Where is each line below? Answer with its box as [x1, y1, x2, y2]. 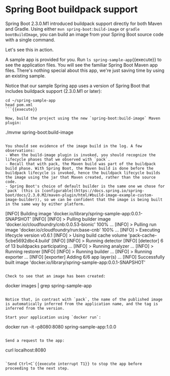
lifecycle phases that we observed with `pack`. [5, 157, 110, 162]
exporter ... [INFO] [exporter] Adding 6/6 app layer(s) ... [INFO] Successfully [5, 254, 165, 260]
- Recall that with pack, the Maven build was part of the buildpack [5, 161, 156, 166]
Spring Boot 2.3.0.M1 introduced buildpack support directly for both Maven [5, 20, 162, 27]
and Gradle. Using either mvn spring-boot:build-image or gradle [5, 26, 140, 32]
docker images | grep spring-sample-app [5, 282, 92, 289]
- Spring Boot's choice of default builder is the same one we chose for [5, 184, 165, 189]
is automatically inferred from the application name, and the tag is [5, 301, 158, 307]
